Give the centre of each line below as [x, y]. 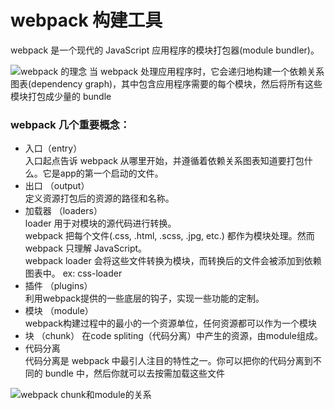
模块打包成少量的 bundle [61, 96]
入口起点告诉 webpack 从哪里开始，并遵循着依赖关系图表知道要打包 [164, 161]
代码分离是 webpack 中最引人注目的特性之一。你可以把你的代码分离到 [168, 361]
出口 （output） [57, 186]
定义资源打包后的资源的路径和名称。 [99, 198]
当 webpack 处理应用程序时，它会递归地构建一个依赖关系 [207, 71]
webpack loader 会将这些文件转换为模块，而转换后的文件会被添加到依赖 [173, 261]
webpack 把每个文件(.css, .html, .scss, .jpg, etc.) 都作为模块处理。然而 [169, 236]
